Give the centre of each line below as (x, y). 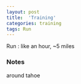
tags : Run (19, 29)
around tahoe (23, 75)
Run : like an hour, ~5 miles (40, 46)
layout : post (23, 12)
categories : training (34, 23)
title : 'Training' (31, 18)
